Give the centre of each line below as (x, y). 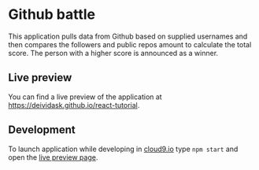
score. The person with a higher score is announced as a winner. (113, 53)
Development (42, 130)
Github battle (52, 15)
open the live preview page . (53, 157)
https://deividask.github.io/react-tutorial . (74, 105)
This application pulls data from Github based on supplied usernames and (128, 36)
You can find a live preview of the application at (85, 97)
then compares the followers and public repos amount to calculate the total (130, 44)
